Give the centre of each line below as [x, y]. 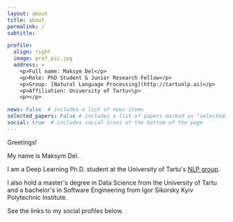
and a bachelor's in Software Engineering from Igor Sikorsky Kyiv [100, 190]
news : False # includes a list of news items [76, 110]
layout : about [28, 14]
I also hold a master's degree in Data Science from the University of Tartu [112, 182]
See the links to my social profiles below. [65, 211]
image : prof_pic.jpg [43, 59]
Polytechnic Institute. [37, 197]
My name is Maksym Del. [43, 155]
